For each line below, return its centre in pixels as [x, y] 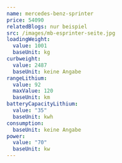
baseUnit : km [32, 98]
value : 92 [27, 85]
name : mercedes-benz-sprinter [50, 14]
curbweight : [24, 59]
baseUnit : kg [32, 53]
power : [16, 136]
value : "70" [30, 143]
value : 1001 [30, 46]
